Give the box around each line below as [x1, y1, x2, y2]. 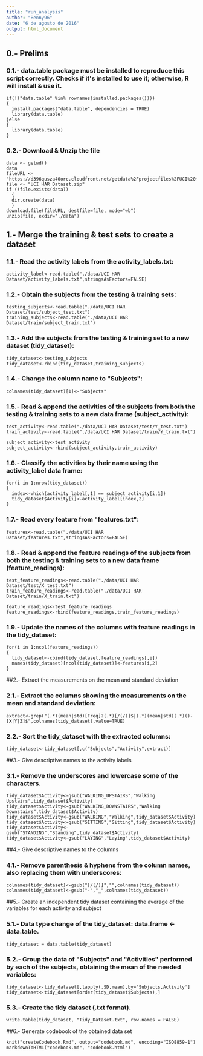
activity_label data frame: [6, 467, 83, 475]
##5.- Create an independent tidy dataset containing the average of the [6, 898, 184, 906]
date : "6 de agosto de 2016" [6, 20, 80, 26]
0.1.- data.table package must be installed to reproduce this [6, 66, 185, 75]
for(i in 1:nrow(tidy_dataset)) [6, 480, 88, 486]
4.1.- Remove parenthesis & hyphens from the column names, [6, 861, 190, 869]
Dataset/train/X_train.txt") [6, 593, 80, 599]
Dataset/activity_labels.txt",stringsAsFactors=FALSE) [6, 276, 147, 282]
